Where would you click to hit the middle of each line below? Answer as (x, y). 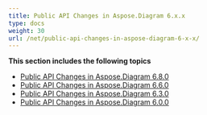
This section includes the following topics (80, 61)
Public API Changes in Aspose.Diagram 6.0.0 (94, 102)
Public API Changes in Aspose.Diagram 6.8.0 (94, 76)
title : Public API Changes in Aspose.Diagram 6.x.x (97, 16)
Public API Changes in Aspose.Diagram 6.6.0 (94, 85)
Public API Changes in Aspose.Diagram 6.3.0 (94, 94)
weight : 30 (27, 31)
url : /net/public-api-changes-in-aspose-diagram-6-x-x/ (104, 38)
